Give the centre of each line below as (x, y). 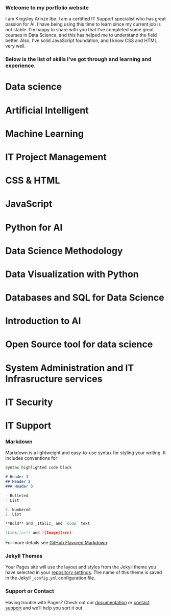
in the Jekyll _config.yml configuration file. (50, 578)
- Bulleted (17, 496)
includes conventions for (31, 458)
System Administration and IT (70, 368)
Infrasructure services (54, 379)
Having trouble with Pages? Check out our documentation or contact (77, 602)
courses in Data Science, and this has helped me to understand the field (81, 35)
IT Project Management (56, 157)
